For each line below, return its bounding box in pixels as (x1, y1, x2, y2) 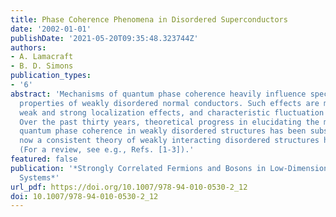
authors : (10, 42, 47, 53)
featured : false (10, 154, 78, 164)
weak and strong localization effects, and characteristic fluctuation (19, 107, 325, 118)
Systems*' (19, 172, 60, 183)
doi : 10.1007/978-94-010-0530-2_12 (10, 191, 159, 201)
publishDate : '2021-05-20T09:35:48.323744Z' (10, 33, 199, 43)
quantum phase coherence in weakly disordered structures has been (19, 126, 307, 136)
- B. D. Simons (10, 61, 74, 71)
